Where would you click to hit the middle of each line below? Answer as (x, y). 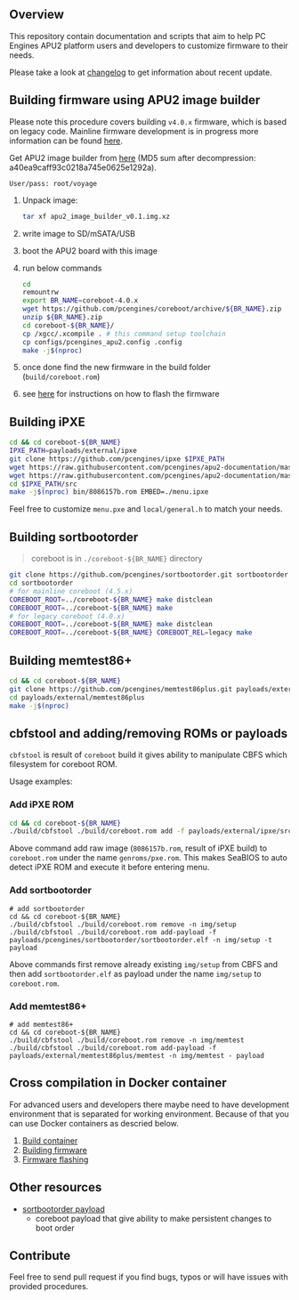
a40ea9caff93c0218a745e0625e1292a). (83, 167)
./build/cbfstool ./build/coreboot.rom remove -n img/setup (123, 925)
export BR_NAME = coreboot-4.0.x (80, 301)
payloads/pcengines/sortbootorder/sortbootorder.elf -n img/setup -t (141, 940)
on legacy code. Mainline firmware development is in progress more (134, 131)
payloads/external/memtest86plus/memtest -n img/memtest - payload (137, 1055)
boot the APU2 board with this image (90, 250)
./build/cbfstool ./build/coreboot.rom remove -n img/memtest (127, 1040)
